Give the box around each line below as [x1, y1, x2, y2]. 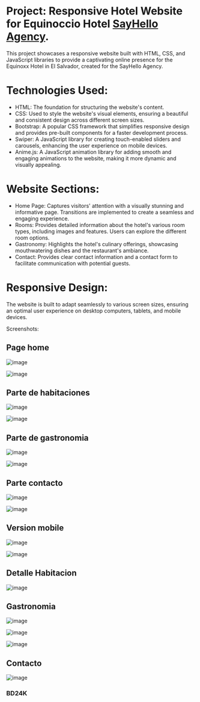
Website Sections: [6, 182, 100, 196]
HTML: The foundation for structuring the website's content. [14, 104, 165, 111]
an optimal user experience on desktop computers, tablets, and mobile [6, 307, 181, 314]
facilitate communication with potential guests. [14, 259, 131, 267]
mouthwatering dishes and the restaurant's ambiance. [14, 247, 149, 254]
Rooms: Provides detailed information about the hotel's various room [14, 221, 185, 228]
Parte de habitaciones [6, 387, 90, 398]
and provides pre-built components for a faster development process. [14, 129, 188, 136]
